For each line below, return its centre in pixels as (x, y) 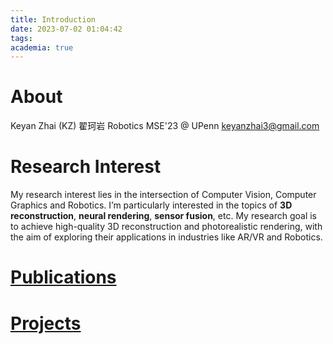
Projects (46, 323)
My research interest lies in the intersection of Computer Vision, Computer (163, 195)
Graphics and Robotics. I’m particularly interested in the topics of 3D (151, 205)
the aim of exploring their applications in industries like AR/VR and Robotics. (166, 237)
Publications (63, 277)
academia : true (42, 47)
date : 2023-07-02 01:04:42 (66, 29)
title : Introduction (53, 19)
